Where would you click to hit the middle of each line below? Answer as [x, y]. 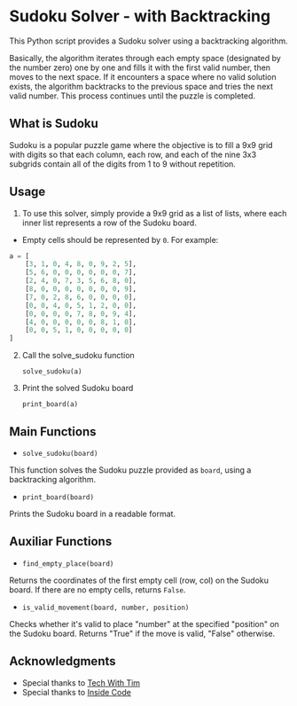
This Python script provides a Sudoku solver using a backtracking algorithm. [148, 41]
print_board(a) [50, 404]
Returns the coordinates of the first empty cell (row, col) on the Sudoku [139, 580]
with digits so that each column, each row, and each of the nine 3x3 [133, 154]
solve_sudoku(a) [52, 372]
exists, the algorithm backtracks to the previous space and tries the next [141, 86]
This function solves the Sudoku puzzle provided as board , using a [130, 470]
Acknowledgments [63, 661]
